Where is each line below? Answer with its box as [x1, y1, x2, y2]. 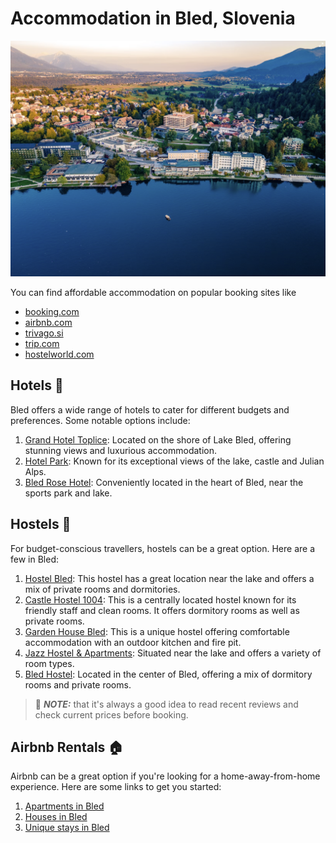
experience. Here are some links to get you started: [10, 781, 222, 793]
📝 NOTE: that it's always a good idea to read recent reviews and [34, 698, 299, 710]
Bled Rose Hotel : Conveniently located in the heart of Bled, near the [24, 476, 304, 488]
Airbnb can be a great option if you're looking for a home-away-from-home [10, 770, 321, 782]
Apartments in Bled [24, 800, 105, 812]
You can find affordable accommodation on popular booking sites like [10, 286, 297, 298]
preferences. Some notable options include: [10, 414, 191, 426]
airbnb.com [24, 316, 73, 328]
